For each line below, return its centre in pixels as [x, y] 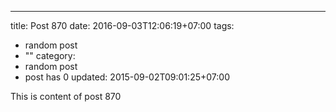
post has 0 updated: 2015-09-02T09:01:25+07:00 [127, 77]
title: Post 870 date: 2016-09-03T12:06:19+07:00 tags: [122, 25]
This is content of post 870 [66, 96]
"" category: [50, 55]
